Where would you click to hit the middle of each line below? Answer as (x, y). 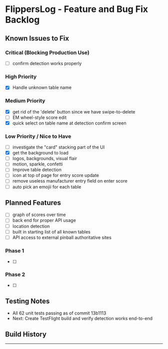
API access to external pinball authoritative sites (62, 237)
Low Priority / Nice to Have (38, 136)
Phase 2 (15, 274)
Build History (26, 334)
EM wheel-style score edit (39, 117)
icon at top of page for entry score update (55, 175)
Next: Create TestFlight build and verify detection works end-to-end (82, 318)
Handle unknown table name (42, 87)
